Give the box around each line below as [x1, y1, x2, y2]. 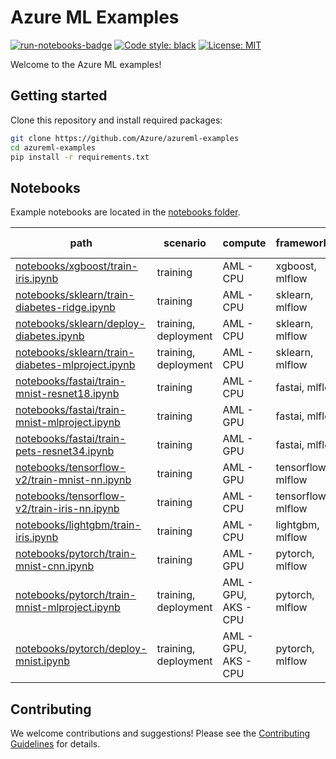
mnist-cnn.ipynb [15, 559, 95, 573]
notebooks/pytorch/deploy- [15, 642, 148, 656]
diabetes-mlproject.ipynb [15, 358, 136, 372]
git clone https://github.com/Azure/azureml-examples [10, 133, 240, 143]
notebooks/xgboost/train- [15, 259, 138, 273]
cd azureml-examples [10, 142, 97, 153]
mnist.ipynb [15, 654, 70, 668]
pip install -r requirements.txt [10, 152, 150, 162]
